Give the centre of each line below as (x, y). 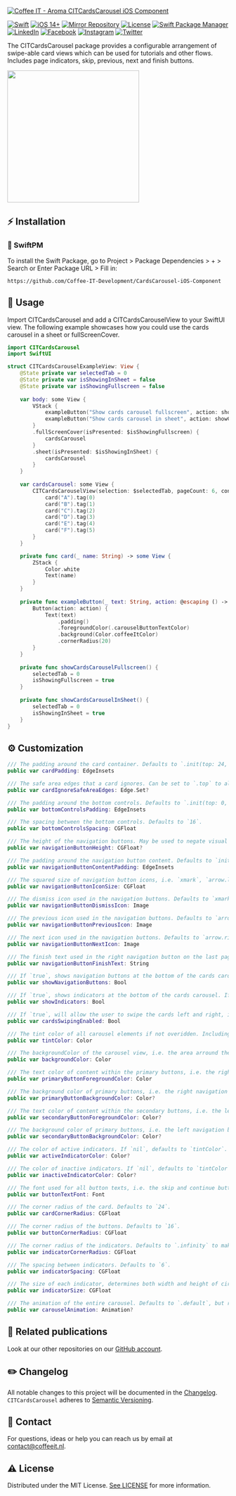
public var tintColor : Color (50, 1041)
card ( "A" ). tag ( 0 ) (70, 497)
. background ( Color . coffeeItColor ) (108, 635)
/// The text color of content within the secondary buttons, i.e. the (114, 1111)
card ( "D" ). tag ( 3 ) (70, 517)
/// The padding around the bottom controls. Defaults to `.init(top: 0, (118, 803)
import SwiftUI (29, 354)
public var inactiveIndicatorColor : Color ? (72, 1175)
